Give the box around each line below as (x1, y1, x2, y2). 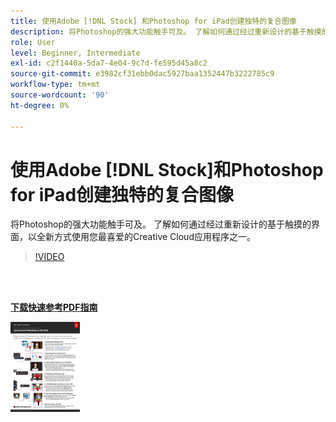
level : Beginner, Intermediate (10, 48, 141, 58)
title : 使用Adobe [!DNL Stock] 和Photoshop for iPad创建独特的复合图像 (10, 16, 297, 26)
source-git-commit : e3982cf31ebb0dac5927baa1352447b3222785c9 (10, 69, 275, 79)
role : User (10, 37, 56, 47)
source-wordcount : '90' (10, 90, 110, 100)
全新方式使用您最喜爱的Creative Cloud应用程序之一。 (36, 231, 256, 243)
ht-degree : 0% (10, 100, 70, 110)
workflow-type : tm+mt (10, 80, 101, 90)
